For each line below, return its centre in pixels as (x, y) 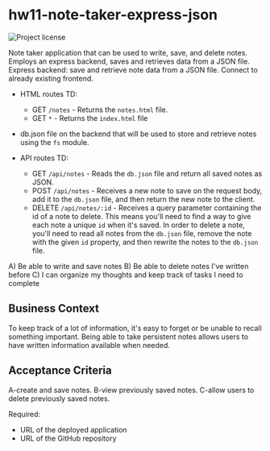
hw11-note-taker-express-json (113, 15)
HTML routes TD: (49, 93)
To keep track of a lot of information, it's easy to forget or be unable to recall (135, 328)
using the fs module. (54, 142)
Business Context (54, 309)
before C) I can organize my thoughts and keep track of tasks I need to (126, 275)
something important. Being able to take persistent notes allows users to (128, 337)
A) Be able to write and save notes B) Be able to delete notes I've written (129, 266)
